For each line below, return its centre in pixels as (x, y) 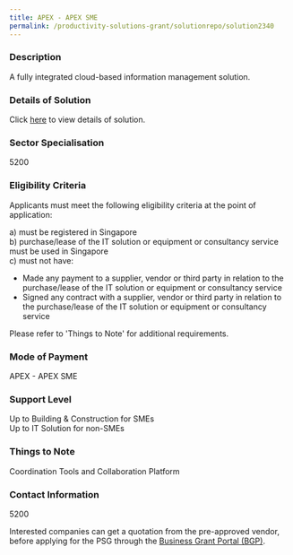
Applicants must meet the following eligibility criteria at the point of (133, 205)
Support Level (40, 399)
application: (31, 214)
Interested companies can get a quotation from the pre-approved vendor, (145, 531)
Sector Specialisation (57, 143)
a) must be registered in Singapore (73, 232)
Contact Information (55, 494)
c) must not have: (42, 260)
